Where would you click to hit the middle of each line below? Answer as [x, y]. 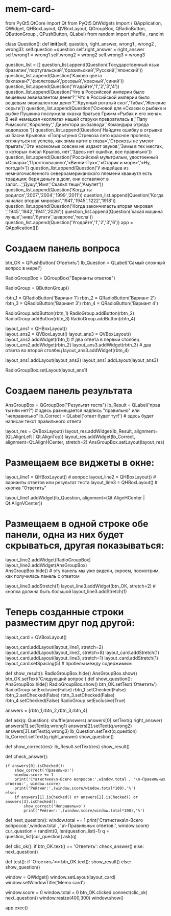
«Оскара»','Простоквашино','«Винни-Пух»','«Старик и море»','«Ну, [78, 162]
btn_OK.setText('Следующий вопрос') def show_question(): [69, 679]
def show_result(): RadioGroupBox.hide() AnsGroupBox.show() [71, 673]
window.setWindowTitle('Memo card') [45, 882]
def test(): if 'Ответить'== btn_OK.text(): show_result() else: [68, 862]
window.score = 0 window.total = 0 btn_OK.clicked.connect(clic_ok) [77, 892]
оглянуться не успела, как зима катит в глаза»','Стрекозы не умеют [80, 141]
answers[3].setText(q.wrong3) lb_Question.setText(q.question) [71, 731]
